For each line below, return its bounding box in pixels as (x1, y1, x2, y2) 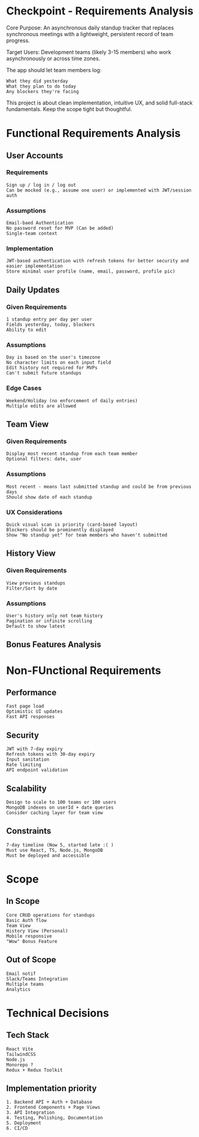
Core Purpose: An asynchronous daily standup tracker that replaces (6, 24, 174, 31)
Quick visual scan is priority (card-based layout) (6, 521, 138, 528)
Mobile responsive (6, 933, 52, 939)
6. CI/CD (6, 1126, 28, 1132)
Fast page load (6, 704, 44, 710)
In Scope (6, 896, 40, 906)
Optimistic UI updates (6, 708, 63, 715)
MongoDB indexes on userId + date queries (6, 804, 114, 810)
